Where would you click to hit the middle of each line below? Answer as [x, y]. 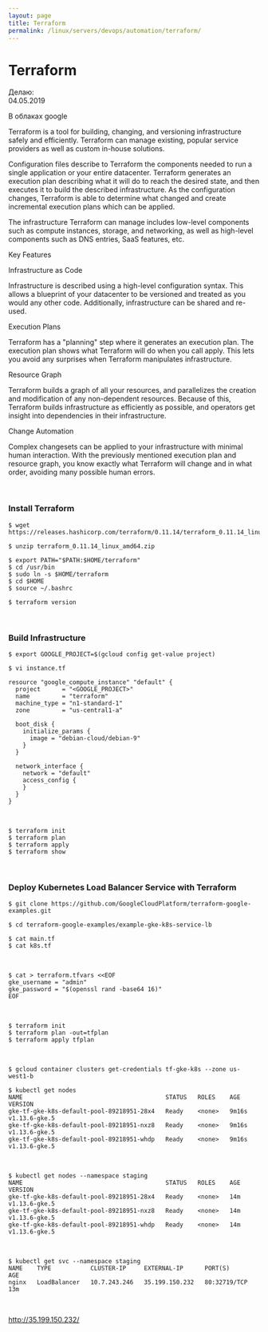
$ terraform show [37, 852]
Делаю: [21, 92]
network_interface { [49, 766]
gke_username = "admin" [48, 982]
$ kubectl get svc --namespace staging [75, 1262]
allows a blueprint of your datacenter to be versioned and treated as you [127, 294]
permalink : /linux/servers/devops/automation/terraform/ [105, 30]
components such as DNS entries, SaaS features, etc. [97, 239]
